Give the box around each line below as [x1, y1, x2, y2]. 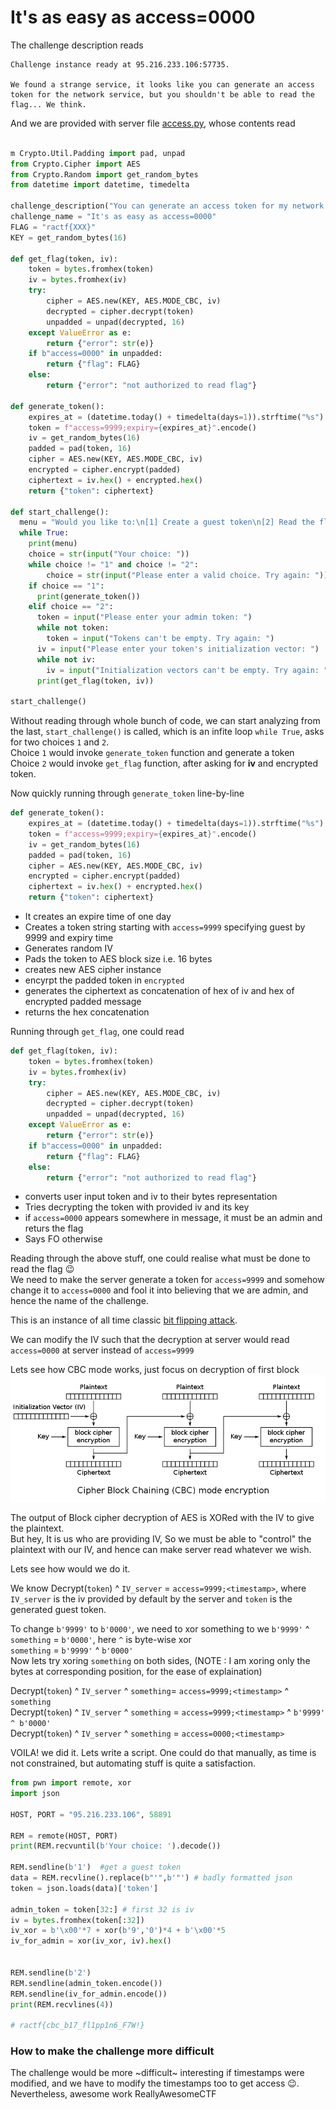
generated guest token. [10, 1604, 107, 1616]
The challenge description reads [10, 39, 144, 51]
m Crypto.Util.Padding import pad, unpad [10, 148, 186, 158]
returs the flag [24, 1222, 84, 1235]
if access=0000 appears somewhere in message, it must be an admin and [24, 1212, 323, 1224]
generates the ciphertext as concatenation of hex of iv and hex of [24, 985, 295, 997]
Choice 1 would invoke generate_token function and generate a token [10, 747, 295, 759]
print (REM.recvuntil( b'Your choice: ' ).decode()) [10, 1841, 222, 1851]
